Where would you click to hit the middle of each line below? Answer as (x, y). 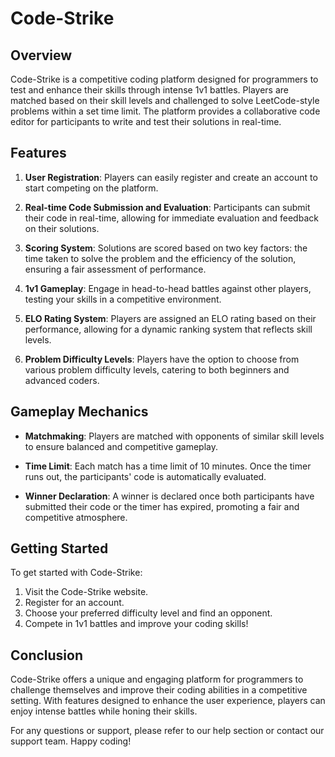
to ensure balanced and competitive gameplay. (121, 446)
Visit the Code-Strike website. (86, 592)
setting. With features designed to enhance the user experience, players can (168, 701)
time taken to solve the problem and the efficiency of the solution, (160, 258)
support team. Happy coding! (71, 741)
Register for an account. (74, 603)
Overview (41, 55)
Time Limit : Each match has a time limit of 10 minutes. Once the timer (168, 466)
